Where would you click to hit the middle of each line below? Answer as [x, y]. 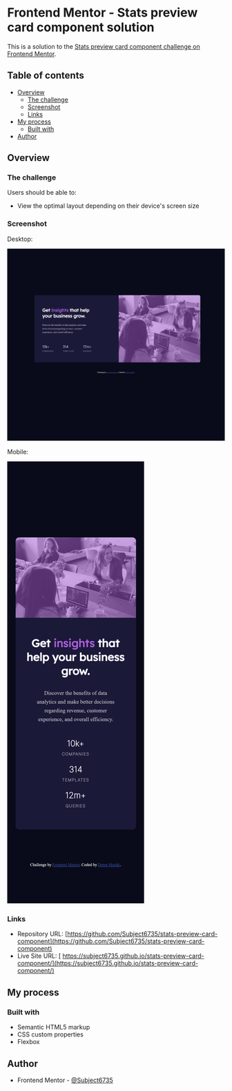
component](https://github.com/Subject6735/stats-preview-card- [111, 941]
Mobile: [18, 452]
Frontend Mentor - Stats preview [103, 13]
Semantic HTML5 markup [54, 1027]
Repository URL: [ [42, 934]
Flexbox [28, 1042]
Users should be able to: [42, 193]
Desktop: [20, 239]
